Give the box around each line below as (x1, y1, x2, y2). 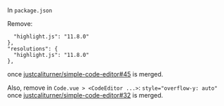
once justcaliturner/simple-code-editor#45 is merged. (7, 70, 164, 78)
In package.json (7, 6, 53, 14)
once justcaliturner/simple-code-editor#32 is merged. (7, 91, 164, 99)
